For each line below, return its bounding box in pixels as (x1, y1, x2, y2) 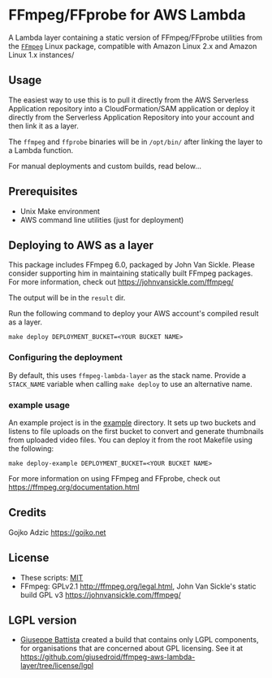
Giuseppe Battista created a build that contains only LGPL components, (19, 635, 259, 645)
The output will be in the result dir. (8, 293, 126, 302)
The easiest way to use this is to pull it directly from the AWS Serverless (8, 95, 249, 105)
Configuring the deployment (8, 352, 123, 363)
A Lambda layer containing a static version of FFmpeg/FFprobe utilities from (8, 33, 263, 42)
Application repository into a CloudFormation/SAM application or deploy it (8, 103, 256, 113)
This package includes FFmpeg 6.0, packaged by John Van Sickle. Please (8, 260, 256, 270)
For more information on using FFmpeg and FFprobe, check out (8, 473, 221, 483)
